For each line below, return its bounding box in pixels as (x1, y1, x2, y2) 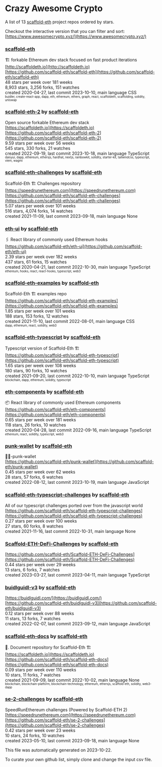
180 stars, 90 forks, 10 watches (5, 368, 67, 373)
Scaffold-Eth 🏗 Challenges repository (5, 180, 81, 186)
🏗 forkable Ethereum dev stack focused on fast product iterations (5, 57, 137, 63)
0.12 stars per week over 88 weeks (5, 610, 74, 616)
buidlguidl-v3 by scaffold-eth (5, 584, 76, 591)
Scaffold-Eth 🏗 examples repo (5, 291, 67, 297)
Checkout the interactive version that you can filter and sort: (5, 28, 125, 34)
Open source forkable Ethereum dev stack (5, 119, 89, 125)
